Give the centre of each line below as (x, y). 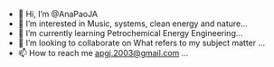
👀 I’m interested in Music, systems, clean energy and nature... (133, 24)
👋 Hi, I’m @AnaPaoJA (57, 14)
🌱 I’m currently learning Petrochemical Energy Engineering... (130, 33)
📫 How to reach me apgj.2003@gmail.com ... (103, 53)
